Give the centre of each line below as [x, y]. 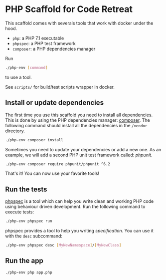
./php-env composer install [34, 140]
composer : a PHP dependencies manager [54, 49]
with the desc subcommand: [34, 236]
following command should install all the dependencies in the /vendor [76, 125]
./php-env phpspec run [29, 221]
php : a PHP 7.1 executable [38, 38]
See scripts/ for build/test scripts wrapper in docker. [60, 87]
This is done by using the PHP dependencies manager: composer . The [78, 120]
